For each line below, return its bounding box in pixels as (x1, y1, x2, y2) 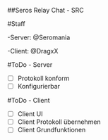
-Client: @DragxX (7, 47, 59, 55)
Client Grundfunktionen (17, 126, 86, 134)
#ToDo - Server (7, 61, 53, 69)
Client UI (17, 110, 43, 118)
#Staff (7, 20, 26, 27)
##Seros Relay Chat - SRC (7, 6, 84, 14)
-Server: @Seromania (7, 33, 71, 42)
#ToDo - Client (7, 96, 51, 105)
